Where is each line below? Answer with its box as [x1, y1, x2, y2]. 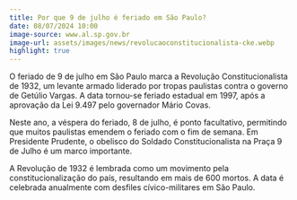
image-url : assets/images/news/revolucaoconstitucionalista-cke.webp [9, 38, 275, 48]
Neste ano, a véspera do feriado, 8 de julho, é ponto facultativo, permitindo [9, 117, 287, 128]
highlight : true [9, 47, 70, 56]
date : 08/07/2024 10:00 [9, 22, 99, 30]
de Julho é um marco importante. [9, 145, 133, 157]
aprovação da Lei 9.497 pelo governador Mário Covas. [9, 100, 211, 110]
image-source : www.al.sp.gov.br [9, 30, 130, 39]
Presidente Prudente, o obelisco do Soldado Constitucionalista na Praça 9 [9, 136, 283, 147]
